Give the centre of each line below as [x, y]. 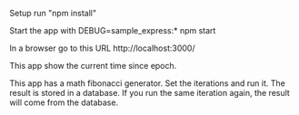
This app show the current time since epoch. [93, 66]
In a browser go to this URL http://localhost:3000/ [102, 48]
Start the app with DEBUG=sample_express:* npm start [113, 30]
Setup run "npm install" [53, 13]
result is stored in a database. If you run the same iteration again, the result [150, 93]
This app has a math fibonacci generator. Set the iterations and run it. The [148, 83]
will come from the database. [64, 102]
